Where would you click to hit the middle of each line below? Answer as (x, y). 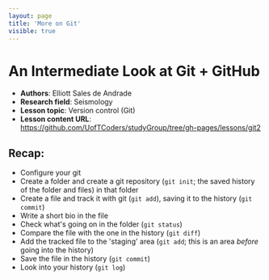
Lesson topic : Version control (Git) (78, 111)
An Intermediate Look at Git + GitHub (134, 71)
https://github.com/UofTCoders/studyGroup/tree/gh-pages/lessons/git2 (140, 128)
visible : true (32, 31)
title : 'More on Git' (45, 23)
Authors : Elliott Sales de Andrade (76, 93)
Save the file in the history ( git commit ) (85, 259)
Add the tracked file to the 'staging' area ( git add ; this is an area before (139, 242)
